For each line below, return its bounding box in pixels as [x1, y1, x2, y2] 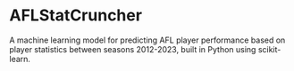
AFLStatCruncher [9, 5, 143, 26]
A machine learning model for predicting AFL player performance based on [9, 35, 286, 45]
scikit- [257, 43, 281, 54]
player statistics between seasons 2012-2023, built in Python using [9, 43, 256, 54]
